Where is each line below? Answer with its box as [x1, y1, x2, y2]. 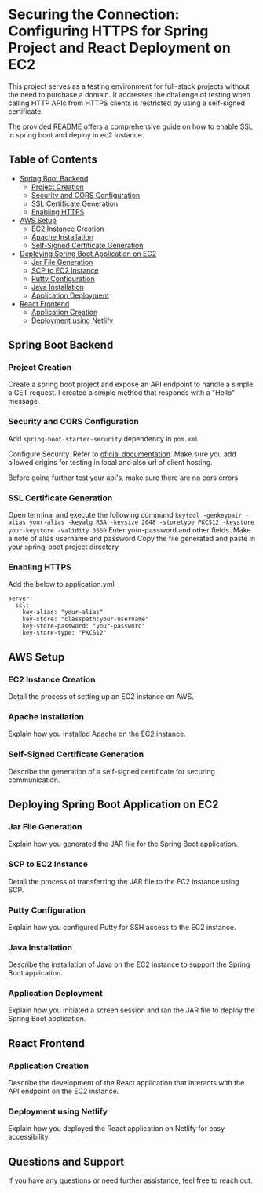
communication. [8, 775, 60, 785]
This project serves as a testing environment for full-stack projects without [8, 81, 250, 91]
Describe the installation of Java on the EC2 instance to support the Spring [8, 960, 250, 969]
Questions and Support [8, 1155, 125, 1168]
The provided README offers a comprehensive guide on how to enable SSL [8, 122, 254, 131]
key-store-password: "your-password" [22, 622, 146, 630]
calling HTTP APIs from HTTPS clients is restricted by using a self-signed [8, 98, 246, 108]
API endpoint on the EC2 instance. [8, 1086, 119, 1096]
